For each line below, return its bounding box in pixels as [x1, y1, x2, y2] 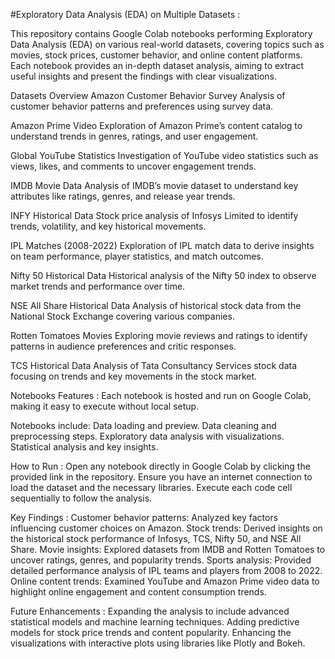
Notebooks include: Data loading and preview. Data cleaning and [10, 420, 277, 431]
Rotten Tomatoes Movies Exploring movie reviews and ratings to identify [10, 330, 308, 341]
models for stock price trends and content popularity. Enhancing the [10, 627, 292, 638]
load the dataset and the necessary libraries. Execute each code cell [10, 482, 293, 493]
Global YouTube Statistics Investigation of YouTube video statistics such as [10, 150, 319, 161]
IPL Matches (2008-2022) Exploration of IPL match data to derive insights [10, 240, 315, 251]
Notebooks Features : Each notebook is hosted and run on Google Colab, [10, 390, 312, 401]
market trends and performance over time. [10, 280, 186, 292]
